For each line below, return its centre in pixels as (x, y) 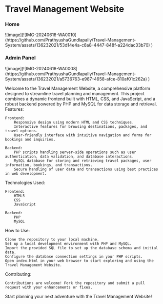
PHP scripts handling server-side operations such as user (75, 152)
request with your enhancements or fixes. (49, 287)
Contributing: (18, 274)
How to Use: (18, 230)
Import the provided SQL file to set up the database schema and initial (82, 248)
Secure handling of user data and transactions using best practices (86, 169)
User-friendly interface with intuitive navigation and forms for (83, 135)
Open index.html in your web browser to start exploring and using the (79, 261)
